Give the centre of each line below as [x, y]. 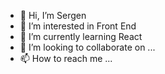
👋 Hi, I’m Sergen [53, 15]
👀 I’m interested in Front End [78, 26]
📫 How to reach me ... [66, 58]
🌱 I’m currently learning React [81, 36]
